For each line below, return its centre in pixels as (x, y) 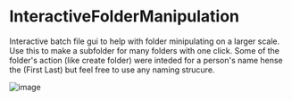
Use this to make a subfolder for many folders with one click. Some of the (144, 50)
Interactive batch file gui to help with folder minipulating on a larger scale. (144, 41)
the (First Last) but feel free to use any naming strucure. (112, 70)
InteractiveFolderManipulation (124, 17)
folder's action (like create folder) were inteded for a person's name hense (146, 60)
